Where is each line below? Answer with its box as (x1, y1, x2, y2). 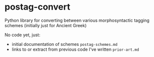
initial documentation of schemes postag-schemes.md (11, 41, 118, 47)
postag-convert (4, 1, 71, 13)
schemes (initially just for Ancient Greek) (4, 22, 87, 28)
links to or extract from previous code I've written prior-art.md (11, 46, 139, 52)
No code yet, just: (4, 32, 40, 38)
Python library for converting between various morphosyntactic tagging (4, 17, 150, 23)
